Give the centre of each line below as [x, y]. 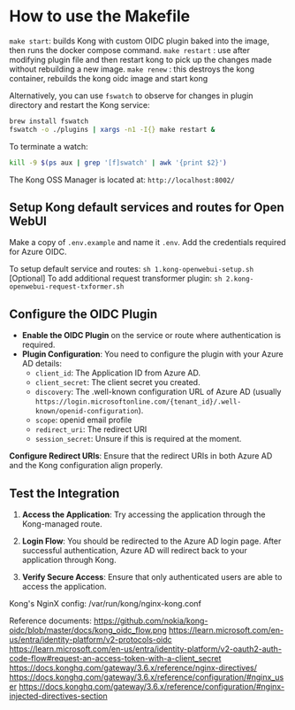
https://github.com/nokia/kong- [151, 621]
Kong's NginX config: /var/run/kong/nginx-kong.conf [105, 603]
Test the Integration [64, 493]
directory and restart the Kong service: [79, 104]
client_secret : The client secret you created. [117, 382]
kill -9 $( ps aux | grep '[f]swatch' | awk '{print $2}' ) [118, 162]
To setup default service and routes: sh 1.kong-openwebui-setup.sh [132, 269]
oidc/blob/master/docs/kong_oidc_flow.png [88, 630]
